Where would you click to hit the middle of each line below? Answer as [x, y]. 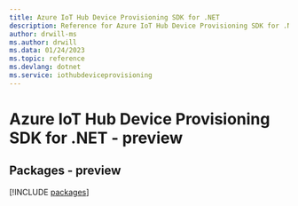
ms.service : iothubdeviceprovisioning [81, 75]
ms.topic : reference [47, 59]
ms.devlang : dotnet [45, 67]
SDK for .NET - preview [96, 138]
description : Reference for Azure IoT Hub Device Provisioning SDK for [144, 26]
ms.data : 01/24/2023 [47, 51]
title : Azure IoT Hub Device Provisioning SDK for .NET [114, 17]
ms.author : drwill [43, 42]
